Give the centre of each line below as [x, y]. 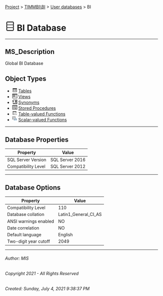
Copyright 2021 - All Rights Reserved [42, 273]
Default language [24, 235]
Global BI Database [24, 64]
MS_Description [30, 52]
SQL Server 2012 [68, 166]
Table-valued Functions [42, 114]
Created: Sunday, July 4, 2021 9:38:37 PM [47, 288]
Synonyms [29, 102]
